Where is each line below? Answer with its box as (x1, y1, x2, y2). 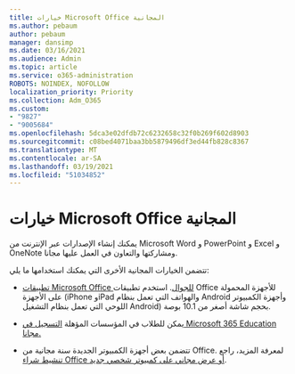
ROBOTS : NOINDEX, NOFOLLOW (9, 79, 110, 88)
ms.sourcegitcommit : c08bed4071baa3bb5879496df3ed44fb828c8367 (9, 137, 250, 146)
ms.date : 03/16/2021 (9, 46, 86, 55)
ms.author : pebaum (9, 21, 78, 30)
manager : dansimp (9, 37, 74, 47)
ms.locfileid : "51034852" (9, 170, 105, 179)
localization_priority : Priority (9, 87, 134, 96)
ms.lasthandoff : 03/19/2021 (9, 162, 114, 171)
